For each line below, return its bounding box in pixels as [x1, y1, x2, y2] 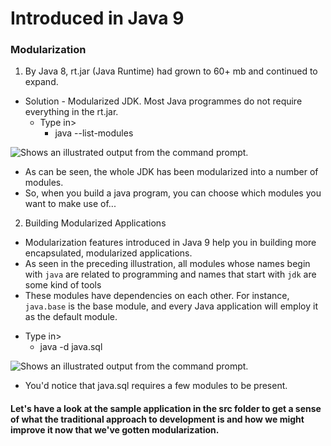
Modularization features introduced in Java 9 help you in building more [24, 237, 317, 249]
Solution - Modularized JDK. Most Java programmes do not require [24, 95, 303, 107]
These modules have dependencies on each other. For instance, [24, 290, 290, 302]
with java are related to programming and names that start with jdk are [24, 268, 317, 281]
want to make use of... [24, 198, 117, 210]
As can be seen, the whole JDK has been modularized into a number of [24, 166, 319, 178]
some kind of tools [24, 279, 102, 291]
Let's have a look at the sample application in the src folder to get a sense [10, 403, 322, 415]
